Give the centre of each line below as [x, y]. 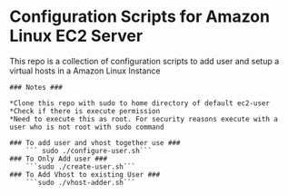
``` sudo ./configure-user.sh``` [89, 151]
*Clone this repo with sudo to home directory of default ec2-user [140, 103]
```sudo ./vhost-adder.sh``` [81, 182]
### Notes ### [36, 87]
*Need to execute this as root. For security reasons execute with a [144, 119]
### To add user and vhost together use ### [95, 142]
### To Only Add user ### [58, 159]
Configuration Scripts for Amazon [140, 17]
